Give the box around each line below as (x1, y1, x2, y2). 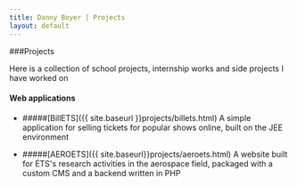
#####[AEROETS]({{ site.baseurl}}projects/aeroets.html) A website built (21, 149, 288, 159)
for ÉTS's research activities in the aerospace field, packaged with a (21, 158, 274, 169)
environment (21, 131, 70, 142)
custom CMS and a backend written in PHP (21, 167, 181, 178)
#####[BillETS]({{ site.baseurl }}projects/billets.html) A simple (21, 112, 252, 123)
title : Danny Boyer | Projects (9, 12, 126, 22)
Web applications (9, 93, 76, 103)
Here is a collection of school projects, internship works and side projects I (9, 63, 284, 74)
